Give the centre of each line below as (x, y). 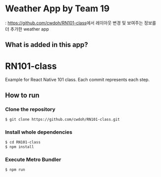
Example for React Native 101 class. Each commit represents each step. (78, 80)
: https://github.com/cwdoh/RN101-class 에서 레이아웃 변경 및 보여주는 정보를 (81, 23)
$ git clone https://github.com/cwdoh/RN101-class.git (63, 119)
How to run (22, 95)
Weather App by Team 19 (57, 9)
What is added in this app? (47, 45)
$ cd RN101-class (23, 142)
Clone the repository (30, 109)
